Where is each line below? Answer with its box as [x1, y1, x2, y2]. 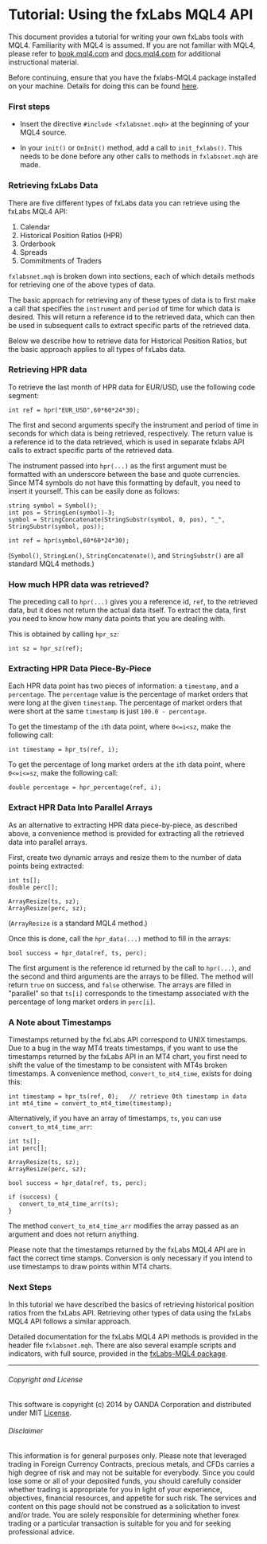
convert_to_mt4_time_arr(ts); [18, 1200, 119, 1208]
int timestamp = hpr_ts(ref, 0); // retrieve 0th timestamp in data [8, 1093, 247, 1100]
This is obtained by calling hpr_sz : [8, 629, 119, 639]
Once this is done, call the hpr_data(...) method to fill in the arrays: [8, 933, 231, 943]
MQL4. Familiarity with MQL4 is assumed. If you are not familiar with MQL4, [8, 40, 256, 49]
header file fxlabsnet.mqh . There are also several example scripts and [8, 1340, 237, 1351]
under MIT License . [8, 1408, 72, 1417]
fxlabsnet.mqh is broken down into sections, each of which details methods [8, 271, 256, 280]
